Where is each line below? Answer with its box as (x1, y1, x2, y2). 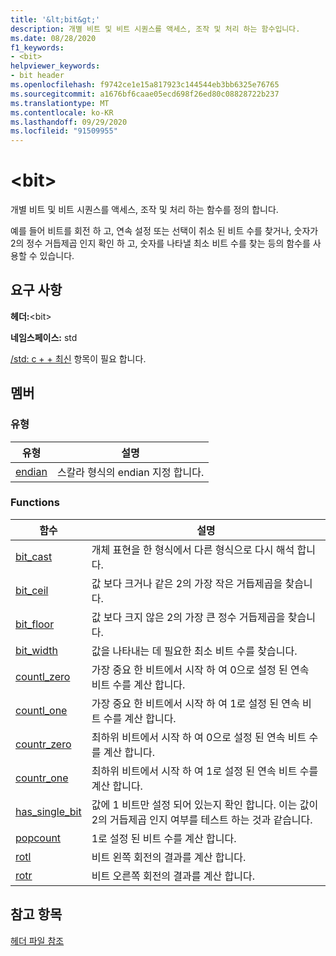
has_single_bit (15, 804, 82, 818)
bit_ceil (15, 583, 49, 597)
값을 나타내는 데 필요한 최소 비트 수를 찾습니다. (91, 644, 298, 658)
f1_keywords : (10, 42, 65, 53)
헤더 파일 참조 (10, 934, 65, 946)
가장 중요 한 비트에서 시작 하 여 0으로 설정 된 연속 (91, 662, 310, 676)
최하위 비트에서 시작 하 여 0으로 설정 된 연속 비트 (91, 730, 307, 744)
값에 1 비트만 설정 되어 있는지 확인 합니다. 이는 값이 (91, 797, 319, 811)
